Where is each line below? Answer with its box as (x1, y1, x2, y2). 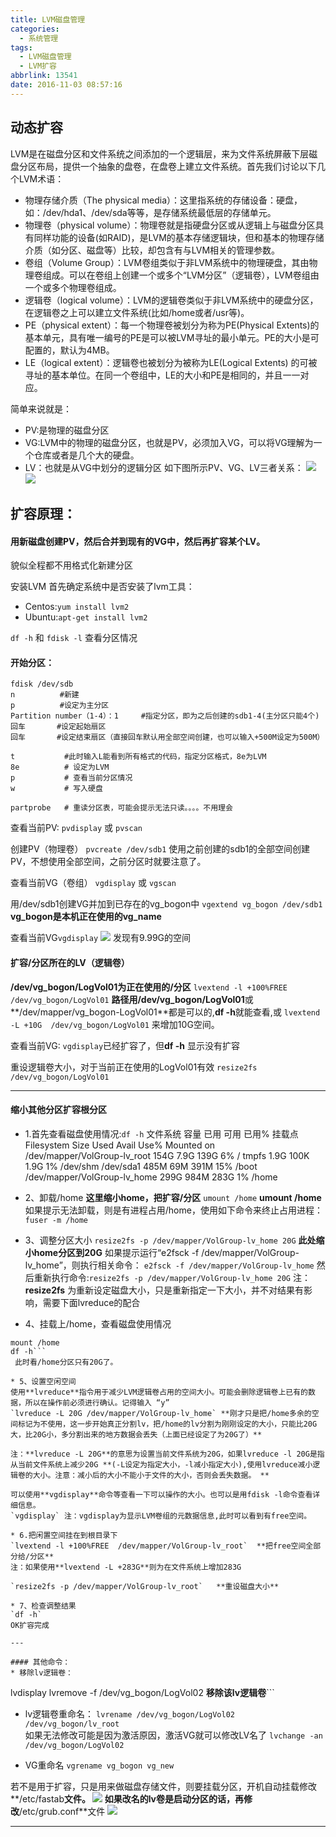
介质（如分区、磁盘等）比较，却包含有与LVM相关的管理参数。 (24, 244, 281, 256)
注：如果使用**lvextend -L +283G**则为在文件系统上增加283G (10, 1562, 242, 1572)
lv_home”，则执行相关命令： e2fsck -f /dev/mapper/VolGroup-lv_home (24, 1259, 315, 1271)
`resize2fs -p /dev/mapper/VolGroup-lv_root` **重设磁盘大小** (10, 1581, 280, 1591)
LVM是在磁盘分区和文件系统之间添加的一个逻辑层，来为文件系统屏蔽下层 (10, 147, 310, 160)
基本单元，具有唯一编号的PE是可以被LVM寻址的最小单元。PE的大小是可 (24, 331, 320, 343)
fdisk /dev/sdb (10, 679, 74, 690)
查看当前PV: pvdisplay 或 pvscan (10, 822, 143, 834)
